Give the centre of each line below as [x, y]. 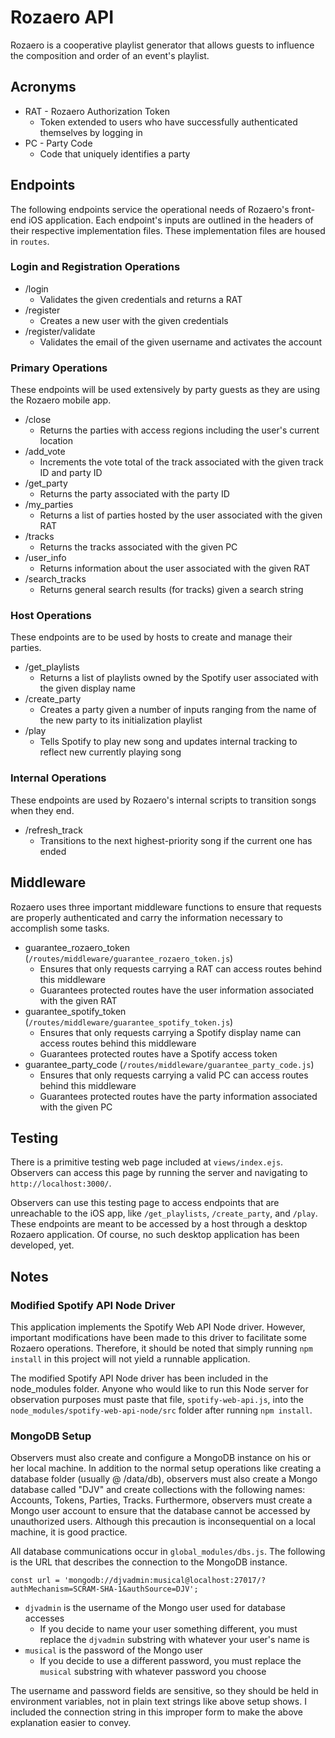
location [56, 441]
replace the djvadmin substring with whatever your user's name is [174, 1640]
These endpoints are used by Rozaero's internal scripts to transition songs [163, 800]
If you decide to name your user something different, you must [168, 1629]
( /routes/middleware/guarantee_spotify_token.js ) [129, 1022]
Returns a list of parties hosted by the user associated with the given [181, 515]
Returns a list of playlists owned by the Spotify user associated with [179, 678]
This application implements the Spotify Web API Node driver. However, [158, 1327]
